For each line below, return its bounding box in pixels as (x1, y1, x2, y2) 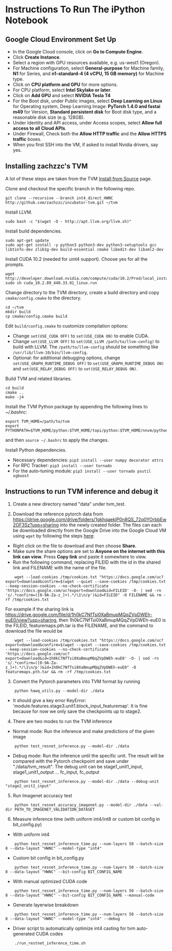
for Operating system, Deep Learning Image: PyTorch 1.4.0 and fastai (12, 103, 161, 109)
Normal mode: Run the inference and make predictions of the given (12, 728, 155, 734)
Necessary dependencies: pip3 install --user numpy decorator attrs (12, 457, 164, 463)
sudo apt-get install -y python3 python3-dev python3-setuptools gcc (5, 242, 157, 247)
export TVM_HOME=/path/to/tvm (5, 419, 70, 424)
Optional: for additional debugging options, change (12, 354, 120, 361)
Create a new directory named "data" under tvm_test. (12, 500, 126, 507)
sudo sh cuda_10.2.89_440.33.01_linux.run (5, 280, 97, 285)
